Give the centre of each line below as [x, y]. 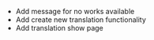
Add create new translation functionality [81, 20]
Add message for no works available [75, 11]
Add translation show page [60, 28]
